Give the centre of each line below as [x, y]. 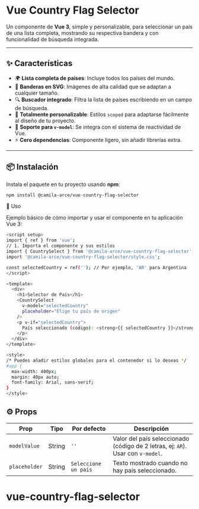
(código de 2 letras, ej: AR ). [150, 446]
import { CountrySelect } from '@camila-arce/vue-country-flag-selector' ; [100, 252]
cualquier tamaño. [37, 93]
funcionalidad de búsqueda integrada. [53, 39]
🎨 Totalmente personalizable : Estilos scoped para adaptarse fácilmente [102, 114]
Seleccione [86, 463]
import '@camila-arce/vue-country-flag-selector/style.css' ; [83, 257]
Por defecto [89, 429]
